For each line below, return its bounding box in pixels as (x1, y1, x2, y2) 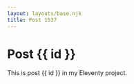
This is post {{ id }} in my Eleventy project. (7, 69, 128, 77)
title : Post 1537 (7, 17, 57, 23)
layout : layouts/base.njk (7, 10, 82, 17)
